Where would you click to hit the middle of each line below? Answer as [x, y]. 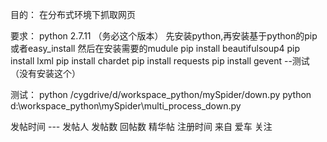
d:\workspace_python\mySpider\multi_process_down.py [126, 106]
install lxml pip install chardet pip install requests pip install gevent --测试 [160, 61]
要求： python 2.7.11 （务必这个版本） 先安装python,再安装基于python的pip [164, 36]
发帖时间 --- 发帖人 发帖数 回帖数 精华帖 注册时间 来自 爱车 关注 [141, 126]
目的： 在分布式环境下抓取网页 [73, 14]
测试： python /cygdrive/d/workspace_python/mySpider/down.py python [161, 94]
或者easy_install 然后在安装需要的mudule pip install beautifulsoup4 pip [155, 48]
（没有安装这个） [45, 73]
